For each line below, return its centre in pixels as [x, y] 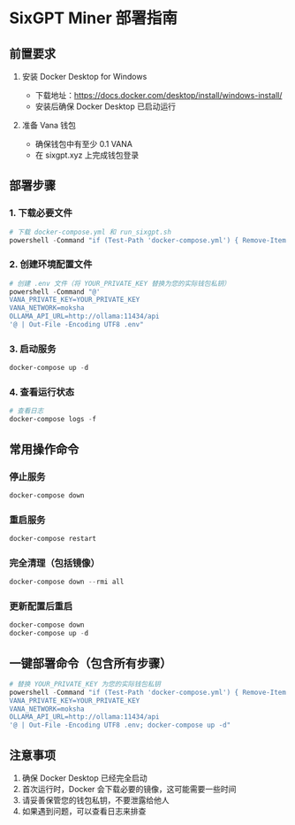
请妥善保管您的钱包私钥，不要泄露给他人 [95, 800]
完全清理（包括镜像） [54, 563]
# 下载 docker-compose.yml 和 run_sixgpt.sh [91, 232]
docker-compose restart [53, 539]
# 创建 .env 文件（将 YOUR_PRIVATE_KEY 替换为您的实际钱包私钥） [120, 283]
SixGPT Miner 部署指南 [94, 18]
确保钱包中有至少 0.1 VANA [84, 144]
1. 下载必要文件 [41, 213]
